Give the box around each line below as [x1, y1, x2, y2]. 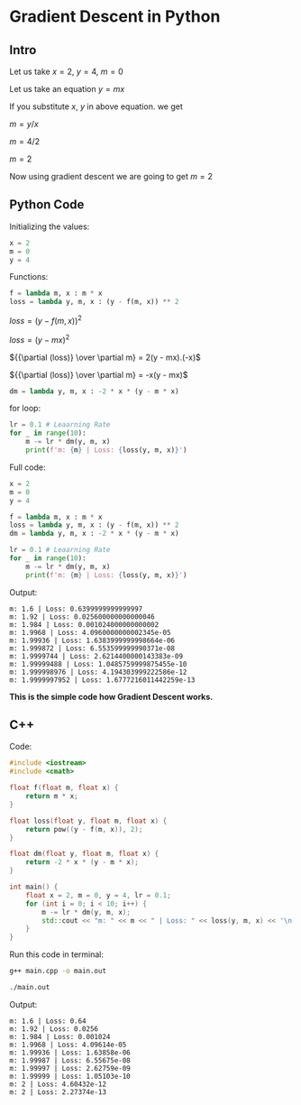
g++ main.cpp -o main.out [9, 967, 106, 976]
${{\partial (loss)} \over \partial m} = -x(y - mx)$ [9, 369, 188, 380]
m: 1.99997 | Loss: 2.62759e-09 [9, 1064, 131, 1073]
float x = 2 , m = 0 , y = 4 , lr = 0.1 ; [25, 890, 171, 899]
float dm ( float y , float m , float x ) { [9, 850, 160, 859]
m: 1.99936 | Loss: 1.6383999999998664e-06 [9, 636, 176, 645]
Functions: [9, 272, 49, 282]
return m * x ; [25, 792, 78, 801]
